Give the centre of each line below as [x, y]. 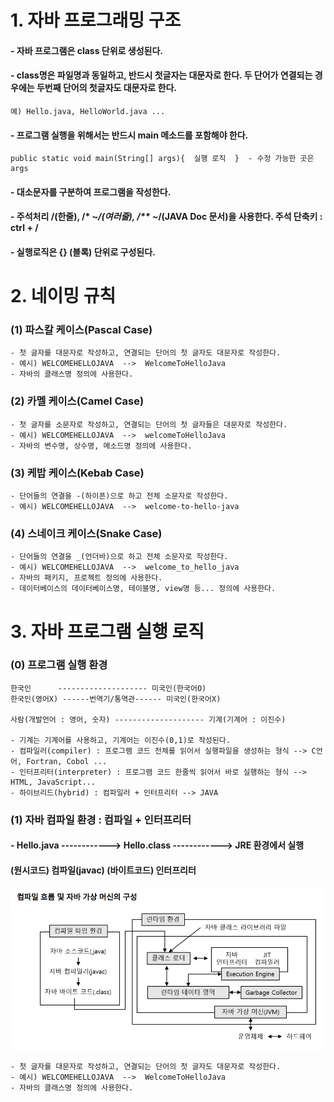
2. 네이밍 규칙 [63, 296]
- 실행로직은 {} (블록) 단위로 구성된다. [83, 252]
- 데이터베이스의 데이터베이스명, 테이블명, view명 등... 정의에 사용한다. [143, 589]
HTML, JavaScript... [53, 782]
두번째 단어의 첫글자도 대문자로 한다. [106, 88]
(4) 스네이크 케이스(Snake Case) [86, 533]
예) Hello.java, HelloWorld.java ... [88, 111]
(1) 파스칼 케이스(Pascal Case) [81, 330]
